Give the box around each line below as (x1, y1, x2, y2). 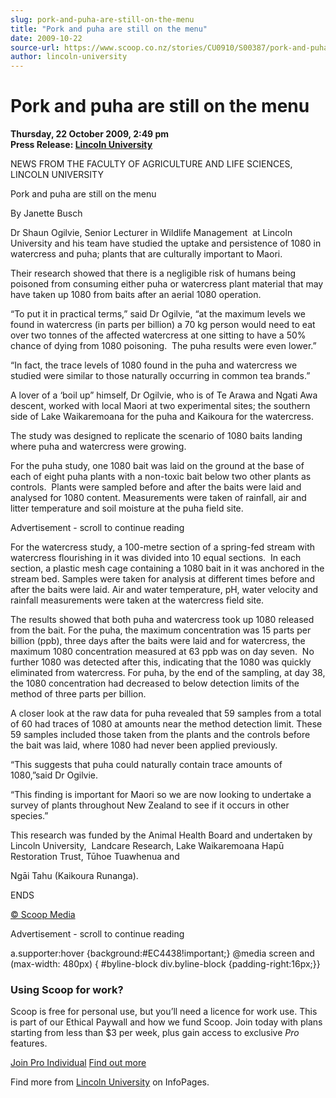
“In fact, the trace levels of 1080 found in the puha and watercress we (10, 359, 298, 371)
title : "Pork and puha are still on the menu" (10, 24, 208, 34)
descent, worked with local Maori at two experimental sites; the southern (10, 400, 311, 412)
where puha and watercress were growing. (10, 441, 187, 453)
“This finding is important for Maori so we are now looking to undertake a (10, 789, 312, 801)
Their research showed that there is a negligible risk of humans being (10, 267, 297, 280)
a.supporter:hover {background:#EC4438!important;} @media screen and (10, 947, 315, 960)
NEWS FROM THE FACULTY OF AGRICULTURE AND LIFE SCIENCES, (10, 158, 293, 170)
